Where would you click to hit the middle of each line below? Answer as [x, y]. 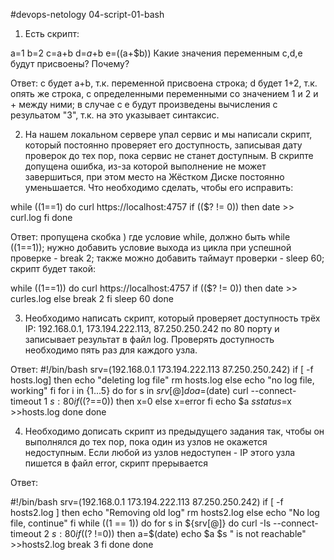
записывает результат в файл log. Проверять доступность [149, 339]
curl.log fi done [41, 217]
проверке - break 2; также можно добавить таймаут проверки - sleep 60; [167, 258]
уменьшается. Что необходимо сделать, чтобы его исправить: [159, 187]
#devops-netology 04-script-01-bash [87, 14]
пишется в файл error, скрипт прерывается [116, 463]
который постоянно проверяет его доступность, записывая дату [163, 145]
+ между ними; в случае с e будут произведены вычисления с [144, 104]
